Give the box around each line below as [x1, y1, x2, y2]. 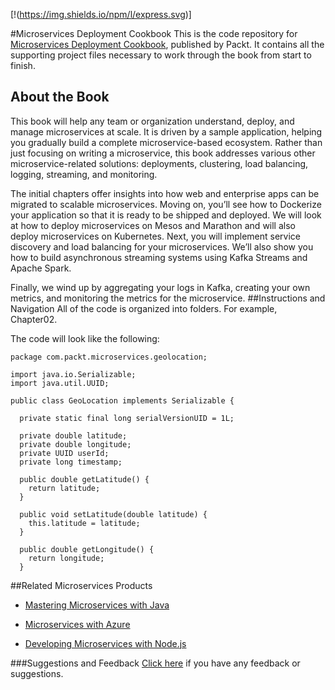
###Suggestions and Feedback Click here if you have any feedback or [10, 657, 301, 669]
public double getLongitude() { [19, 544, 155, 554]
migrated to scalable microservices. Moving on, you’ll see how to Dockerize [10, 198, 322, 210]
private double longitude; [19, 439, 132, 449]
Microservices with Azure [24, 618, 131, 630]
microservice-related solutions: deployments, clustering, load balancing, [10, 157, 309, 169]
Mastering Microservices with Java [24, 599, 170, 611]
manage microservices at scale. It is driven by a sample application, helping [10, 125, 323, 138]
